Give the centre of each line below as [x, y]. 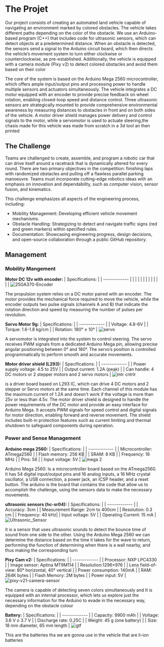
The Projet [26, 9]
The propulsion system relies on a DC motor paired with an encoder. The [78, 294]
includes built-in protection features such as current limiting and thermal [78, 420]
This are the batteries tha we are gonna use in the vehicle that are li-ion [77, 635]
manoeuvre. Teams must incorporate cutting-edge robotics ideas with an [79, 179]
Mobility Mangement [30, 269]
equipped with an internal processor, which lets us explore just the [72, 595]
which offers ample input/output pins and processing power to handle [75, 84]
